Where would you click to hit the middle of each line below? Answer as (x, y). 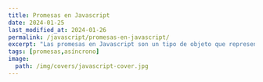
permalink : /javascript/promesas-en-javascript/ (89, 37)
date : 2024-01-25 (36, 23)
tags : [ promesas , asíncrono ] (54, 52)
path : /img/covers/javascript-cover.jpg (82, 66)
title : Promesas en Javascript (59, 15)
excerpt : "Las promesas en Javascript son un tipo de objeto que (117, 45)
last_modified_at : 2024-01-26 (58, 30)
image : (19, 59)
